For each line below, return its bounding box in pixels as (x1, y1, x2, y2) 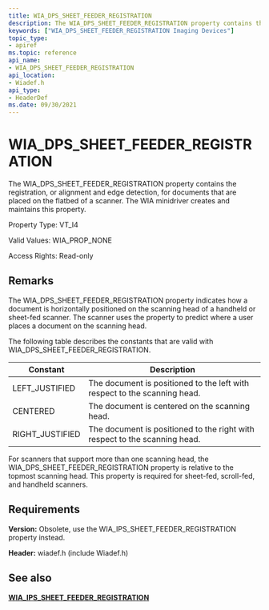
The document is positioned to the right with (87, 423, 255, 435)
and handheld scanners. (8, 480, 88, 489)
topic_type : (8, 34, 48, 42)
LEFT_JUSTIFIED (12, 382, 76, 393)
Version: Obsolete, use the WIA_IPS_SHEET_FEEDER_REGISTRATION (8, 524, 237, 533)
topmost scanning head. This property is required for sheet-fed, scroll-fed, (8, 471, 255, 480)
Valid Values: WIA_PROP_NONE (8, 235, 112, 245)
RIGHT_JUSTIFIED (12, 428, 81, 439)
